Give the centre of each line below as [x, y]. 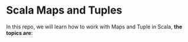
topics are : [20, 33]
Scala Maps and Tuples [64, 10]
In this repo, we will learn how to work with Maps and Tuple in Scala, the [94, 27]
